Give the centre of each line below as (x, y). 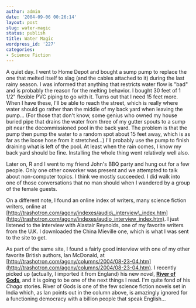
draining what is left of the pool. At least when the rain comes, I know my (94, 146)
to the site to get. (27, 237)
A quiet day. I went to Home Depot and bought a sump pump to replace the (97, 71)
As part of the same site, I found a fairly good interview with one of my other (98, 249)
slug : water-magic (28, 28)
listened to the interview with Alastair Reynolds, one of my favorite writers (95, 225)
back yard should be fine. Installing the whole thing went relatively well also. (98, 152)
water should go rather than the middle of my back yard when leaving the (94, 109)
